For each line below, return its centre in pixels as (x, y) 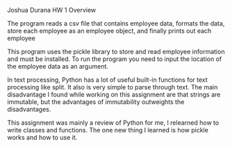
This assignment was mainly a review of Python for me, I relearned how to (113, 123)
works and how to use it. (42, 137)
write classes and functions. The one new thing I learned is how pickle (108, 130)
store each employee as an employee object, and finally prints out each (109, 31)
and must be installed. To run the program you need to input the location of (115, 59)
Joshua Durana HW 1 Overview (52, 10)
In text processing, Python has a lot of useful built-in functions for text (108, 80)
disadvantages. (29, 109)
